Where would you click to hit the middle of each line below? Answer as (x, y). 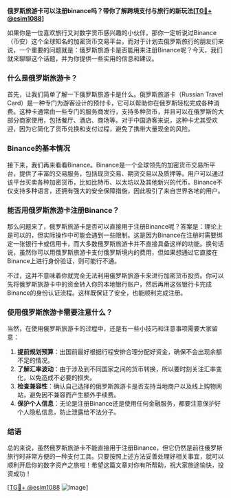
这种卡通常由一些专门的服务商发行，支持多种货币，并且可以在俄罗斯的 (118, 112)
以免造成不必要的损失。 (63, 377)
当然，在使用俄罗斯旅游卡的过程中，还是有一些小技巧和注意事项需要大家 (109, 329)
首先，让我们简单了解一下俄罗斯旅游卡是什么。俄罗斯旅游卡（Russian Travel (115, 94)
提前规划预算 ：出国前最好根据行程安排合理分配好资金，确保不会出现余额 (119, 352)
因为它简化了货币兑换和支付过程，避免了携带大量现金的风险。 (106, 129)
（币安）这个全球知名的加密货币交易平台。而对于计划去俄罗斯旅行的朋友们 (112, 41)
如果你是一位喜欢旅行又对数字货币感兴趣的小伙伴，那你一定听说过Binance (112, 33)
